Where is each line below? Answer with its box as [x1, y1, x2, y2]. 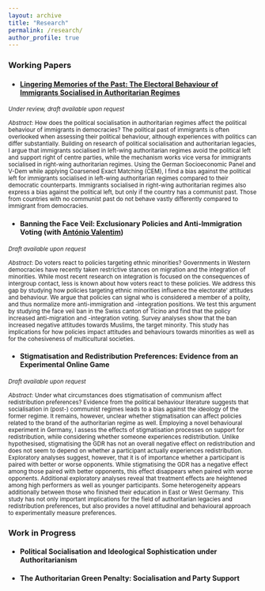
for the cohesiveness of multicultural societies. [8, 335, 136, 343]
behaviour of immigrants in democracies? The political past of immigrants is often [8, 126, 229, 134]
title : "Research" [8, 19, 69, 27]
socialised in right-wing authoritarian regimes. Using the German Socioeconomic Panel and [8, 161, 256, 169]
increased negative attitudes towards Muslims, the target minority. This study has [8, 321, 229, 329]
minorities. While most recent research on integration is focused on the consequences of [8, 272, 250, 281]
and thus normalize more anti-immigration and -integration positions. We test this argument [8, 300, 256, 309]
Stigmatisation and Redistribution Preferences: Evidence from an [19, 351, 239, 361]
